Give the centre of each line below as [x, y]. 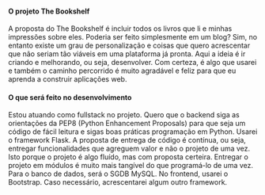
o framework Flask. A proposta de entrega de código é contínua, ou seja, [127, 140]
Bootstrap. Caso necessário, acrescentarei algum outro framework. [118, 182]
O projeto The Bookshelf [49, 11]
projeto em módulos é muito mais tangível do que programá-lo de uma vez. [131, 166]
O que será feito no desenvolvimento [70, 97]
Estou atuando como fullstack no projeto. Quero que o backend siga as [124, 115]
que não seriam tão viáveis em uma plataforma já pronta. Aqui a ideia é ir [127, 54]
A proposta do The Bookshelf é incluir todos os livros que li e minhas [120, 29]
